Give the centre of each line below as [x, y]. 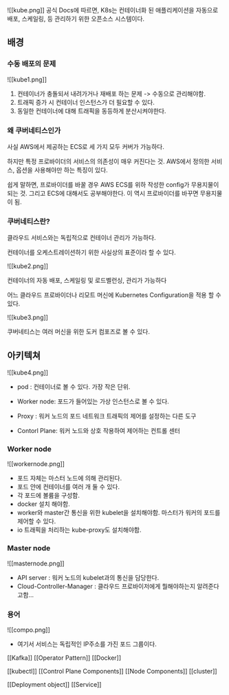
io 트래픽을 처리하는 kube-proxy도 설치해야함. [79, 530]
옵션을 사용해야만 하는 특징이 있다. [62, 170]
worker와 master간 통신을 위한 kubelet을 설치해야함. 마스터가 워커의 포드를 [119, 513]
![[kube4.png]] [28, 373]
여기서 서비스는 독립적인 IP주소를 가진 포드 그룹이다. [87, 644]
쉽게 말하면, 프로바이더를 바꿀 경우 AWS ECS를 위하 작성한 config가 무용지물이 [113, 184]
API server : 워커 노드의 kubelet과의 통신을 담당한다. [88, 577]
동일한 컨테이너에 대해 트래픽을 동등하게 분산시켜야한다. [91, 111]
